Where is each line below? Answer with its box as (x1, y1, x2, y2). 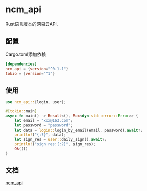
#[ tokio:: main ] (5, 109, 37, 114)
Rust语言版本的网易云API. (5, 21, 58, 27)
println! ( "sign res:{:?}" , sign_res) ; (14, 142, 96, 147)
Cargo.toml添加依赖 (5, 51, 46, 57)
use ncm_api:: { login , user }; (5, 100, 66, 105)
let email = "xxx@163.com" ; (14, 118, 73, 123)
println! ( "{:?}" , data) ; (14, 132, 66, 137)
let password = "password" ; (14, 122, 73, 128)
